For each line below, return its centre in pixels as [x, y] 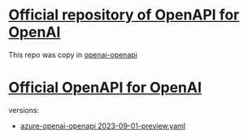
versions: [24, 110]
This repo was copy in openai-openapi [73, 54]
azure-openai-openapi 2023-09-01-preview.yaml [102, 126]
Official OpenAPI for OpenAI [105, 88]
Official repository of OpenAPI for [124, 15]
